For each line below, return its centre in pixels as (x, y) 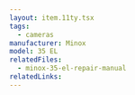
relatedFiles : (36, 60)
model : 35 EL (34, 52)
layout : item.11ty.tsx (52, 18)
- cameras (36, 34)
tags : (19, 26)
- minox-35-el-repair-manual (72, 69)
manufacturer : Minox (48, 43)
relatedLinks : (36, 77)
